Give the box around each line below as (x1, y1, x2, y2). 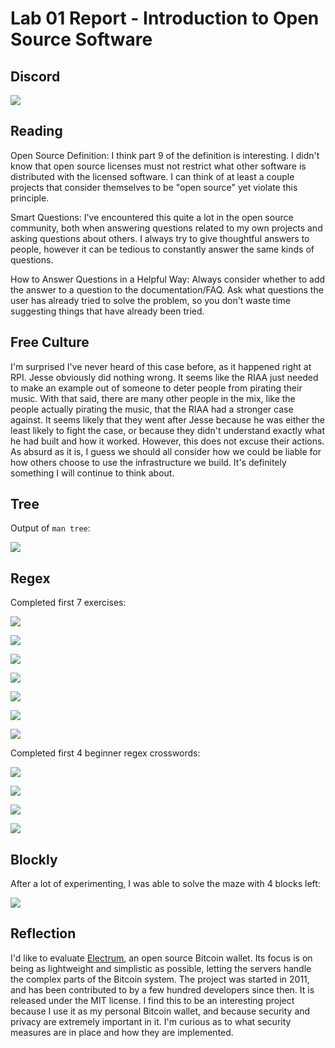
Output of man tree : (10, 522, 91, 534)
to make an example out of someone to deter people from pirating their (10, 382, 303, 394)
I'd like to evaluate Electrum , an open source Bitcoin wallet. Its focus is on (10, 952, 313, 964)
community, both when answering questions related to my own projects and (10, 222, 323, 234)
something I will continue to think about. (10, 467, 175, 479)
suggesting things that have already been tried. (10, 305, 205, 317)
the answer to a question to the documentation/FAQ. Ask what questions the (10, 283, 324, 296)
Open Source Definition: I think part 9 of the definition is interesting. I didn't (10, 149, 320, 161)
